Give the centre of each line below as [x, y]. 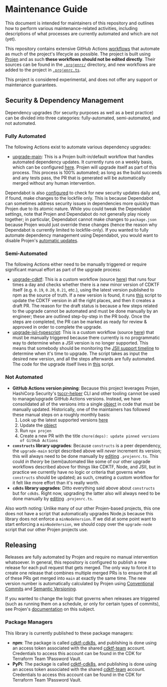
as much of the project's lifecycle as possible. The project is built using [78, 54]
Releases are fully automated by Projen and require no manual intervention [82, 557]
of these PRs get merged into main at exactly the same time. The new [76, 578]
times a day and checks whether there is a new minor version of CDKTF [86, 285]
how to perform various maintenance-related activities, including [71, 28]
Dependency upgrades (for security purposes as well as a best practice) [80, 112]
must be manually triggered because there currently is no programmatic [86, 338]
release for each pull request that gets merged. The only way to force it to [81, 568]
